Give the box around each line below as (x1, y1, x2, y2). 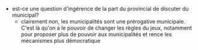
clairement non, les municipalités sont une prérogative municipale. (20, 18, 185, 25)
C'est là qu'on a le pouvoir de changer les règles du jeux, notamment (20, 24, 193, 31)
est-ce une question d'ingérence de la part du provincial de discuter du (11, 5, 189, 12)
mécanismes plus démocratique (20, 37, 101, 44)
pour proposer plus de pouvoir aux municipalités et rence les (20, 31, 172, 38)
